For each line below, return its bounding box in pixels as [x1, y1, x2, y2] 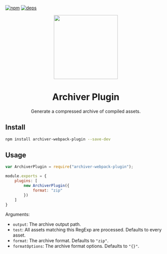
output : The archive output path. [12, 221, 81, 227]
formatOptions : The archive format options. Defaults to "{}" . [12, 243, 139, 249]
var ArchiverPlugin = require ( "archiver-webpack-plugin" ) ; [5, 164, 134, 170]
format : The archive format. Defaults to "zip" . [12, 238, 109, 244]
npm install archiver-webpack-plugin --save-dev [5, 136, 111, 142]
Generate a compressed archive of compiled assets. [31, 108, 141, 114]
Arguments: [5, 211, 30, 218]
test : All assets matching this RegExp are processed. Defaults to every [12, 227, 162, 233]
